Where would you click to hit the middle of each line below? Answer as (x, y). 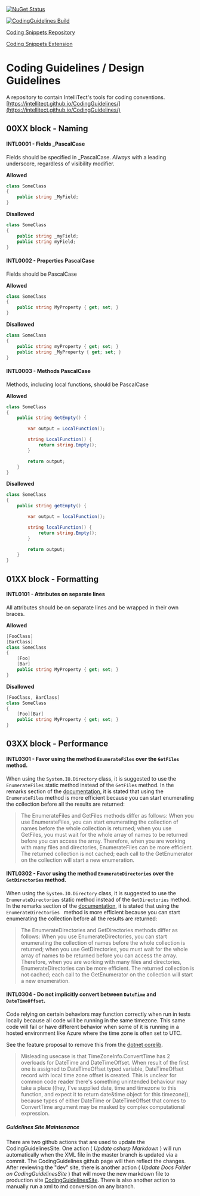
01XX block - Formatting (53, 579)
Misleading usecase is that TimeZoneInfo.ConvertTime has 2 (95, 1056)
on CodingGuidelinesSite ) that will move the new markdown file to (88, 1174)
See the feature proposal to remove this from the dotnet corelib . (84, 1045)
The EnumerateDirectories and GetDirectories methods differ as (99, 930)
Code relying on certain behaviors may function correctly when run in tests (99, 1014)
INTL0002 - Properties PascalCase (50, 261)
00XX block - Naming (47, 129)
